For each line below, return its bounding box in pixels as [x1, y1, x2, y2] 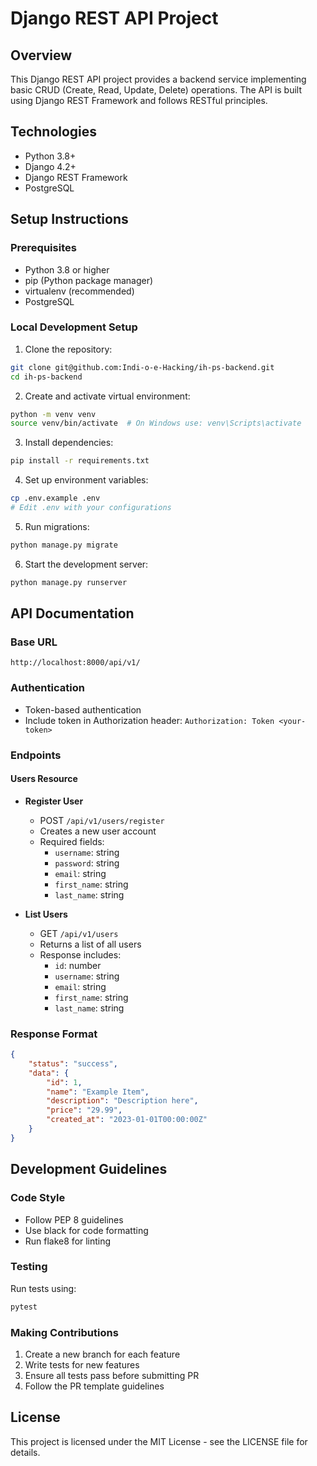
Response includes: [39, 948, 122, 961]
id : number [54, 959, 102, 971]
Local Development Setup [10, 320, 138, 334]
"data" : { [28, 1068, 70, 1078]
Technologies [10, 123, 98, 141]
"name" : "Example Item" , [46, 1087, 150, 1097]
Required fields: [39, 835, 105, 847]
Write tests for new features [24, 1358, 140, 1371]
